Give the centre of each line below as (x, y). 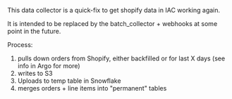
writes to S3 (35, 73)
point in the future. (34, 31)
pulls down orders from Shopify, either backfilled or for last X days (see (121, 58)
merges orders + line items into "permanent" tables (92, 88)
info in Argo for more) (49, 66)
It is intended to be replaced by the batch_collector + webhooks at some (112, 24)
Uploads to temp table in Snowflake (69, 81)
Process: (20, 45)
